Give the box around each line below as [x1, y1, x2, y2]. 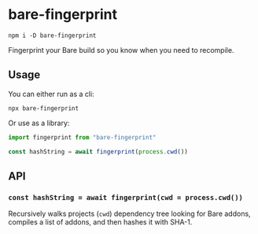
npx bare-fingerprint [8, 104, 79, 112]
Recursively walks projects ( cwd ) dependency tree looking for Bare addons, [8, 209, 251, 218]
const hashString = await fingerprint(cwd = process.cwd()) [8, 193, 244, 202]
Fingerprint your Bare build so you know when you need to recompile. [8, 45, 234, 54]
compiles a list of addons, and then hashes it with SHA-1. [8, 217, 193, 227]
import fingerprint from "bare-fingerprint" [8, 133, 157, 141]
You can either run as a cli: [8, 89, 94, 98]
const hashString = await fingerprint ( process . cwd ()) [8, 147, 189, 155]
